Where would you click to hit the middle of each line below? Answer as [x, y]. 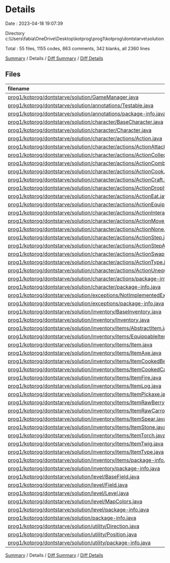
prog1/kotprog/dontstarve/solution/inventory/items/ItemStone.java [87, 427]
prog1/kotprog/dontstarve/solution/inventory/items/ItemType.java [86, 452]
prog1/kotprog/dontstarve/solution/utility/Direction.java [74, 526]
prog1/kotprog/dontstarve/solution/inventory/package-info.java [84, 468]
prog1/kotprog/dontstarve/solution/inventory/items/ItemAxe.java [85, 353]
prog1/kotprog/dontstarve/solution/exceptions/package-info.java [86, 303]
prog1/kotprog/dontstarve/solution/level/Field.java [68, 485]
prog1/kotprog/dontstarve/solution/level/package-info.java [78, 510]
